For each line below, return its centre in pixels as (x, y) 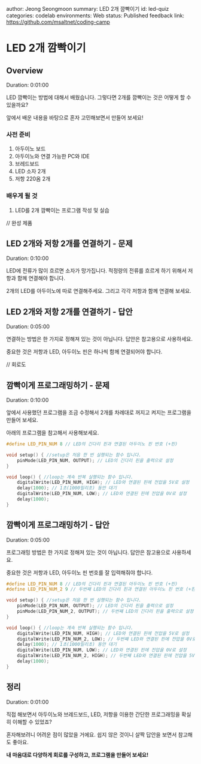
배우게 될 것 (22, 196)
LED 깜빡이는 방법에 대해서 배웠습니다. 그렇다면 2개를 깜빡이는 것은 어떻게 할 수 (99, 97)
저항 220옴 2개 (33, 179)
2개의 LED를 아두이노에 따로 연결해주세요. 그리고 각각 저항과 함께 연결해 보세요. (99, 291)
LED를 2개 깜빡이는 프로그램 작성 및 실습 (62, 210)
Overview (25, 71)
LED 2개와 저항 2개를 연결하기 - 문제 (69, 243)
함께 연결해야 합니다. (41, 278)
